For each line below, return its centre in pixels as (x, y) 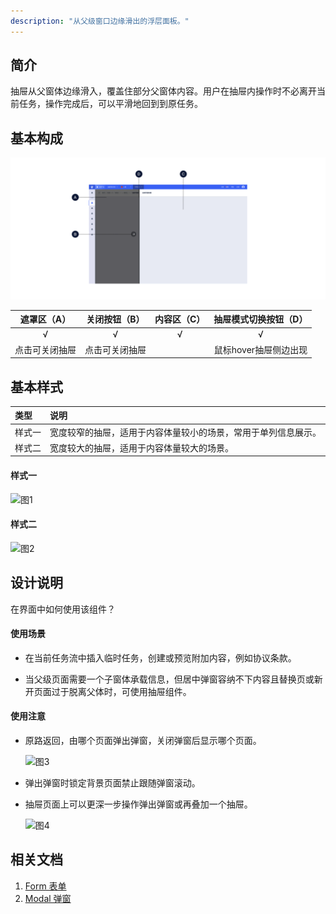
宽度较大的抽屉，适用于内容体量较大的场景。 (141, 447)
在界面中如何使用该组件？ (63, 609)
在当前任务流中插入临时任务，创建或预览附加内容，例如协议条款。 (160, 657)
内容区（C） (180, 319)
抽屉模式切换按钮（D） (260, 319)
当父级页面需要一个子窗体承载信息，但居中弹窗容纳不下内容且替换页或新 (173, 679)
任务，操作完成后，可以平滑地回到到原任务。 (110, 104)
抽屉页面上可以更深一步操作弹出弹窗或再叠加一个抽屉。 (138, 804)
